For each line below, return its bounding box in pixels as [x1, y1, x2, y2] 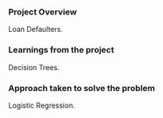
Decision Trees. [8, 62, 60, 72]
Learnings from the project [8, 45, 114, 56]
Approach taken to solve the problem [8, 82, 156, 93]
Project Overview [8, 6, 78, 18]
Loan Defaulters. [8, 25, 63, 34]
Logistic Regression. [8, 100, 76, 110]
